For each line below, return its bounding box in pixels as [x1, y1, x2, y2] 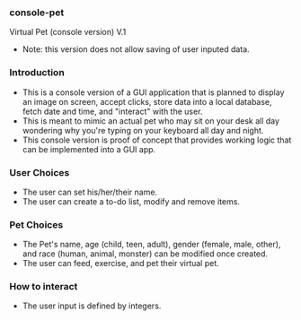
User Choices [9, 166, 70, 178]
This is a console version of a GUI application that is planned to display [22, 87, 285, 98]
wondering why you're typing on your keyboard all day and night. [22, 125, 264, 135]
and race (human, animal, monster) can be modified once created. [22, 248, 268, 259]
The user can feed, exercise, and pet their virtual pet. [22, 258, 220, 269]
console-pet [9, 6, 65, 19]
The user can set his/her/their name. [22, 186, 158, 197]
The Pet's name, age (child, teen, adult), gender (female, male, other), [22, 239, 281, 250]
